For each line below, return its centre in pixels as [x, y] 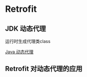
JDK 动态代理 [25, 28]
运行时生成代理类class [28, 41]
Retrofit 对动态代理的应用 [44, 69]
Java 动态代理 [19, 52]
